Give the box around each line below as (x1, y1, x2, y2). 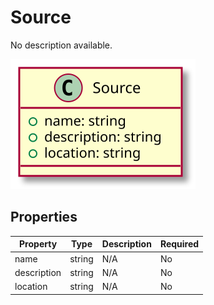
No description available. (10, 39, 113, 51)
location (14, 281, 48, 292)
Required (159, 238, 200, 250)
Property (19, 238, 58, 250)
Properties (10, 209, 78, 226)
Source (10, 6, 72, 29)
